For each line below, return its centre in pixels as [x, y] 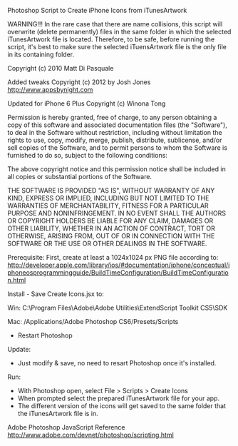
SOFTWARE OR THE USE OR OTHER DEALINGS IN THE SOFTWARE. [107, 243]
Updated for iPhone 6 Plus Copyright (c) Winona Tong [87, 103]
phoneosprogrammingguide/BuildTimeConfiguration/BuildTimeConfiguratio [118, 273]
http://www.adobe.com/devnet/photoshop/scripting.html [91, 435]
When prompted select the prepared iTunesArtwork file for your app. [118, 398]
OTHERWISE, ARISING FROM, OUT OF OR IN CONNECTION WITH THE [111, 236]
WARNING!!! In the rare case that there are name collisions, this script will [115, 24]
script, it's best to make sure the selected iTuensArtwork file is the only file [117, 47]
